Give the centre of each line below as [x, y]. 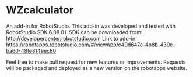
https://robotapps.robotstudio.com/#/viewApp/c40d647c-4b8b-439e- [91, 45]
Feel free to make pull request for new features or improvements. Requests [96, 62]
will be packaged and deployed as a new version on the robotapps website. [97, 68]
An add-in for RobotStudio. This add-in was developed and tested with [91, 26]
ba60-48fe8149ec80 [31, 50]
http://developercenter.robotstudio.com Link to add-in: [71, 38]
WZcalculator [40, 10]
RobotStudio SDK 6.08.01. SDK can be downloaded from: [74, 32]
